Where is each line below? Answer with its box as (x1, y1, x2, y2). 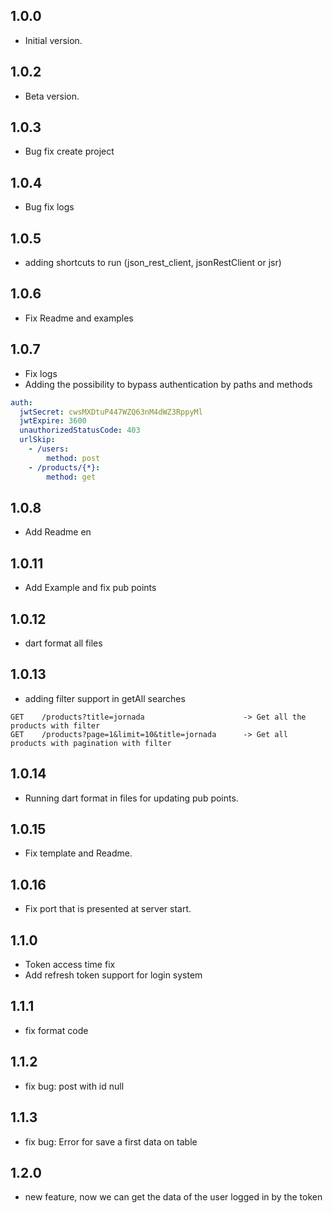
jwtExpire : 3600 (19, 416, 87, 426)
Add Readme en (24, 526, 92, 538)
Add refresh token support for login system (24, 969, 203, 981)
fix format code (24, 1024, 89, 1036)
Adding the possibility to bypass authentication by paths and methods (24, 378, 313, 390)
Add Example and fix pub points (24, 582, 157, 594)
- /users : (28, 444, 70, 454)
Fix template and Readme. (24, 847, 133, 859)
